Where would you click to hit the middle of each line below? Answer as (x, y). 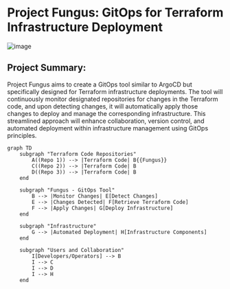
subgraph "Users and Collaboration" (72, 250)
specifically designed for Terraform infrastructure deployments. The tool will (115, 91)
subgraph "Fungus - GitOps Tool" (67, 190)
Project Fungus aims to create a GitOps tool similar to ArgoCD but (100, 84)
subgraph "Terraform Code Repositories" (78, 154)
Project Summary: (47, 68)
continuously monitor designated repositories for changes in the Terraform (113, 99)
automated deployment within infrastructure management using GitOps (108, 128)
